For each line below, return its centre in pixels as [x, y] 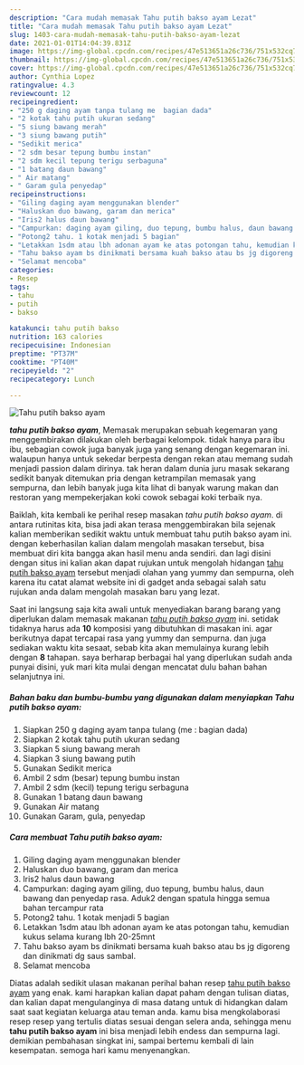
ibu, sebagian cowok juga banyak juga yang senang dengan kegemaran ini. [150, 450]
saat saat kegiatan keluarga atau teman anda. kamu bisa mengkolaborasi [145, 1012]
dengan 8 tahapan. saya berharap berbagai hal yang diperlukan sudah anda [151, 658]
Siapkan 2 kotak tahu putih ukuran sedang [101, 739]
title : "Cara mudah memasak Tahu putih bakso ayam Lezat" [121, 26]
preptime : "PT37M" [44, 354]
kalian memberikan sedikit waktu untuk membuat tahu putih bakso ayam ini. [151, 534]
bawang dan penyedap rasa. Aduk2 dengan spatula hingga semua [146, 899]
